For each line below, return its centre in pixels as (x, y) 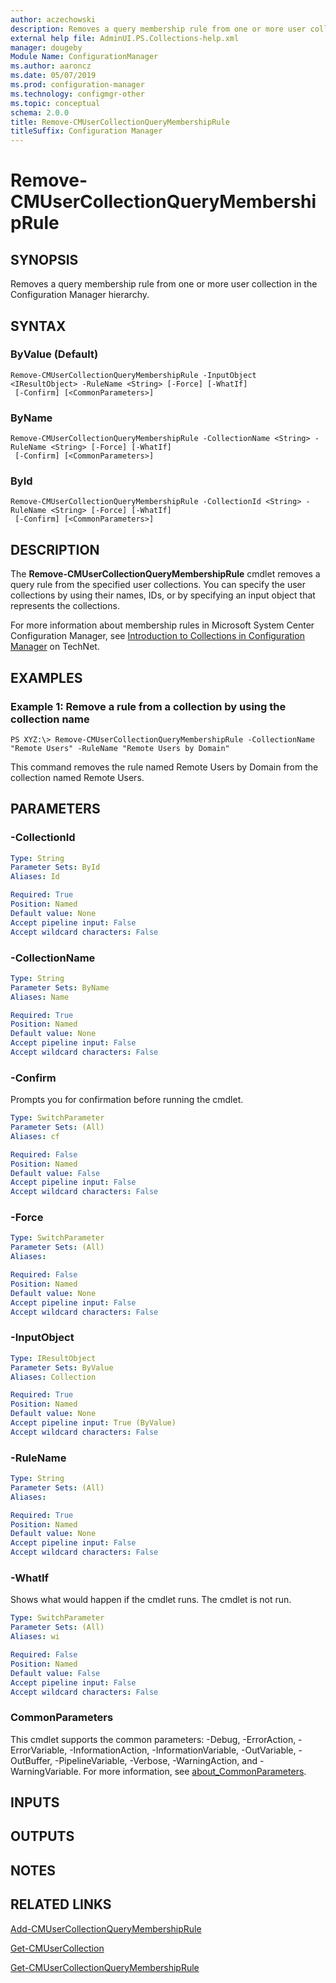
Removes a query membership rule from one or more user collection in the (164, 284)
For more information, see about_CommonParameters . (195, 1771)
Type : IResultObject (53, 1358)
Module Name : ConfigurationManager (84, 57)
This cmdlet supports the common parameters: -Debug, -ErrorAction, (153, 1739)
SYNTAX (38, 326)
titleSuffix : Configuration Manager (86, 131)
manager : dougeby (46, 47)
